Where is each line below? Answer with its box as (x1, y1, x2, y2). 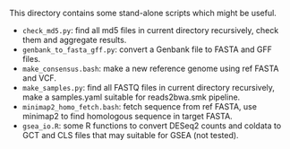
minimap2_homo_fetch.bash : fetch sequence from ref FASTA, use (21, 101, 258, 111)
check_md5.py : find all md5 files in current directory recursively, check (21, 25, 279, 35)
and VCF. (21, 73, 56, 83)
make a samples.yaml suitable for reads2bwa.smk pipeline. (21, 92, 241, 102)
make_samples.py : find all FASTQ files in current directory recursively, (21, 83, 276, 92)
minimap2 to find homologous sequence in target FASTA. (21, 111, 233, 121)
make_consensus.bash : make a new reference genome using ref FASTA (21, 63, 279, 74)
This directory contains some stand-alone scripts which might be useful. (9, 8, 277, 18)
